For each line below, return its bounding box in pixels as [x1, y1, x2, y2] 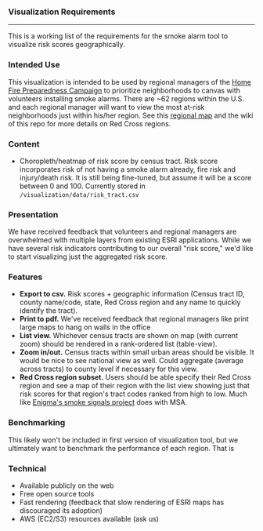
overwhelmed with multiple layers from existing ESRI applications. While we [8, 235, 252, 245]
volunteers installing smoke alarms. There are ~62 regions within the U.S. [8, 93, 245, 104]
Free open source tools [19, 489, 95, 499]
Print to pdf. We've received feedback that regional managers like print [19, 315, 249, 324]
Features [8, 271, 43, 282]
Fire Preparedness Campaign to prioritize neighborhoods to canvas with [8, 85, 241, 95]
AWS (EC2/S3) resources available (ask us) [19, 515, 159, 524]
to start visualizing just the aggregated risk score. [8, 252, 168, 261]
